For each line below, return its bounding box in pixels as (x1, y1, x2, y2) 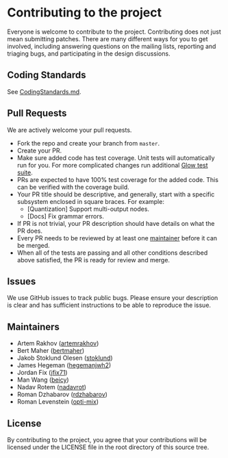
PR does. (16, 227, 43, 235)
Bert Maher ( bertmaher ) (16, 347, 85, 355)
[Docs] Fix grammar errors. (27, 211, 104, 220)
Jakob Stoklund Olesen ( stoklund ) (16, 354, 113, 362)
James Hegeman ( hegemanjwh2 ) (16, 361, 112, 369)
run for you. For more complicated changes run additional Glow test (16, 161, 208, 169)
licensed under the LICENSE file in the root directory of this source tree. (7, 443, 210, 451)
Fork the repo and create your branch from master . (16, 139, 160, 147)
